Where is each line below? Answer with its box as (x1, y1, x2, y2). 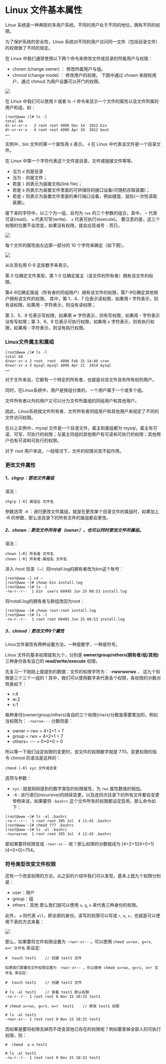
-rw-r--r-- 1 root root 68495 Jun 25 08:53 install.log (5, 617, 125, 622)
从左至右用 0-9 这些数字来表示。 (5, 262, 72, 268)
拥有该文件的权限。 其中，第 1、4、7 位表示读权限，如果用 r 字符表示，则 (9, 295, 159, 301)
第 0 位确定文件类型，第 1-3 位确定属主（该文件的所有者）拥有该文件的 (5, 273, 149, 279)
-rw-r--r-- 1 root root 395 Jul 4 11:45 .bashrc (5, 819, 112, 824)
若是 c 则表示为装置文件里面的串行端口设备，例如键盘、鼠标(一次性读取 (12, 193, 157, 199)
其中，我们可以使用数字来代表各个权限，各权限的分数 (48, 675, 157, 681)
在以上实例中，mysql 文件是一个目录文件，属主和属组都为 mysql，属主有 (5, 425, 153, 431)
